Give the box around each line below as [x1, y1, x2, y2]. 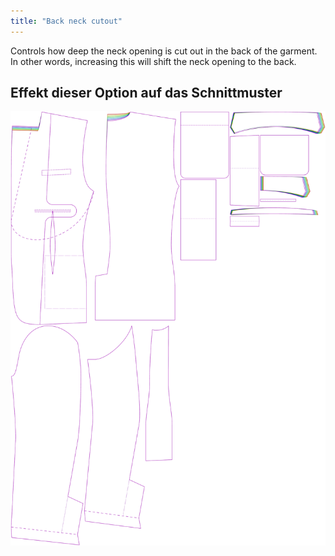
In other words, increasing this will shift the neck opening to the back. [10, 55, 297, 67]
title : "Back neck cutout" [10, 16, 123, 26]
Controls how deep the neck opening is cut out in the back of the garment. [10, 45, 318, 57]
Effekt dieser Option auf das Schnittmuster [10, 85, 283, 102]
